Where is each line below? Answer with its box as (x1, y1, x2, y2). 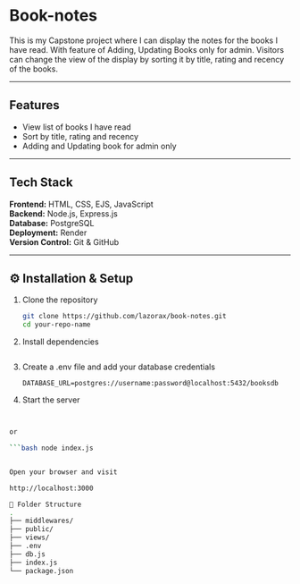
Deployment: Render (9, 227, 87, 238)
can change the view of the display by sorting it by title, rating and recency (9, 54, 285, 64)
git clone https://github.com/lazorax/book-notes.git (21, 312, 227, 321)
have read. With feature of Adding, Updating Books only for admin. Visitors (9, 44, 284, 55)
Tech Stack (9, 175, 73, 190)
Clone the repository (21, 294, 98, 305)
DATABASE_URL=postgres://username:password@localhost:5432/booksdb (21, 379, 279, 388)
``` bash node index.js (9, 444, 94, 453)
